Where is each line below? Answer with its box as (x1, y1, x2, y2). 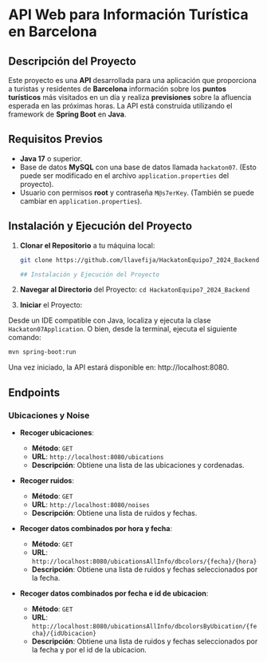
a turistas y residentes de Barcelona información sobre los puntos (8, 84, 227, 93)
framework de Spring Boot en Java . (8, 109, 127, 119)
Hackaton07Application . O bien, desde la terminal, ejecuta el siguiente (8, 324, 238, 334)
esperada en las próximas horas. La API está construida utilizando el (8, 101, 233, 110)
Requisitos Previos (8, 133, 104, 146)
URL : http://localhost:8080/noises (31, 499, 150, 509)
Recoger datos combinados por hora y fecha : (19, 523, 173, 533)
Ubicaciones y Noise (8, 410, 90, 421)
